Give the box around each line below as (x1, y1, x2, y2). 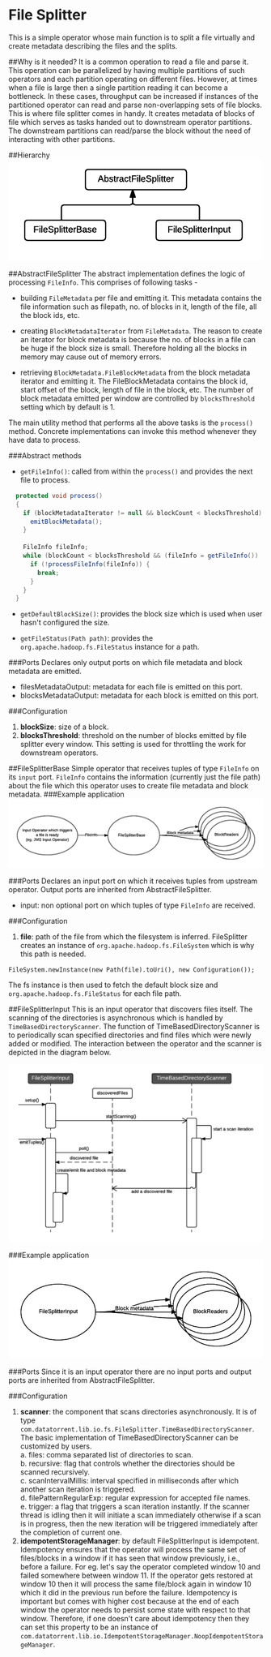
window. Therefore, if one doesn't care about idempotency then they (19, 1614, 250, 1624)
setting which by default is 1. (19, 401, 116, 411)
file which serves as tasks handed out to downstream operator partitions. (8, 117, 252, 127)
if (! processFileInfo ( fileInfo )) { (29, 560, 150, 569)
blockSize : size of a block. (19, 722, 109, 732)
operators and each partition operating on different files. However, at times (8, 74, 257, 84)
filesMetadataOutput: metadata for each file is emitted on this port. (19, 682, 243, 692)
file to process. (19, 474, 70, 484)
